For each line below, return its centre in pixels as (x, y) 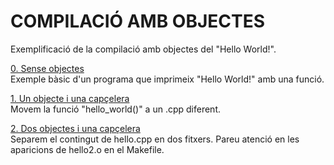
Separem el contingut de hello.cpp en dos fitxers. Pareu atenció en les (155, 139)
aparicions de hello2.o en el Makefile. (87, 149)
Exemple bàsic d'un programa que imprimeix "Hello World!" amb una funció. (167, 79)
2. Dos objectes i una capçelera (75, 128)
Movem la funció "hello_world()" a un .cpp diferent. (115, 109)
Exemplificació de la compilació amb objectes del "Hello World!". (143, 49)
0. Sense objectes (47, 68)
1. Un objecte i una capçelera (70, 98)
